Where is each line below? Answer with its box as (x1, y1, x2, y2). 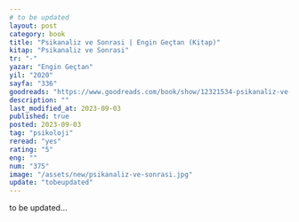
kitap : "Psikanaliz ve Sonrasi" (9, 46, 129, 55)
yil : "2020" (9, 71, 53, 80)
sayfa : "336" (9, 79, 58, 88)
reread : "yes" (9, 137, 62, 146)
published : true (9, 112, 69, 121)
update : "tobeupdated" (9, 178, 93, 187)
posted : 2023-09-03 (9, 121, 82, 130)
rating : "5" (9, 145, 53, 154)
